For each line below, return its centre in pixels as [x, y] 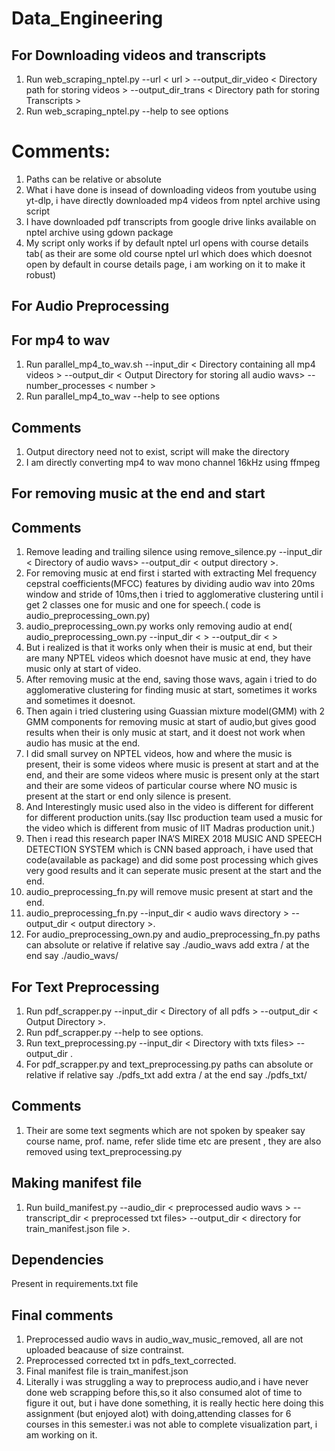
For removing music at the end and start [138, 493]
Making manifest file [77, 1183]
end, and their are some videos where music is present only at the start [172, 775]
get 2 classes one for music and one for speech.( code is [143, 605]
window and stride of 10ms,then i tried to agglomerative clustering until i [174, 594]
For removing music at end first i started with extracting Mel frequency [171, 573]
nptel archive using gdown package [99, 232]
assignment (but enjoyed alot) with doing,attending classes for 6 [158, 1414]
